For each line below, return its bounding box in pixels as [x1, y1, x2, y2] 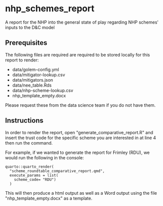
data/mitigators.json [12, 77, 53, 83]
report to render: [5, 57, 39, 63]
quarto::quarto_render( [5, 164, 54, 169]
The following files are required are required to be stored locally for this [5, 52, 150, 58]
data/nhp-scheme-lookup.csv [12, 87, 74, 93]
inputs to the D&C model [5, 24, 55, 30]
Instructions [5, 117, 43, 125]
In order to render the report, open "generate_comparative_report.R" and [5, 129, 154, 135]
